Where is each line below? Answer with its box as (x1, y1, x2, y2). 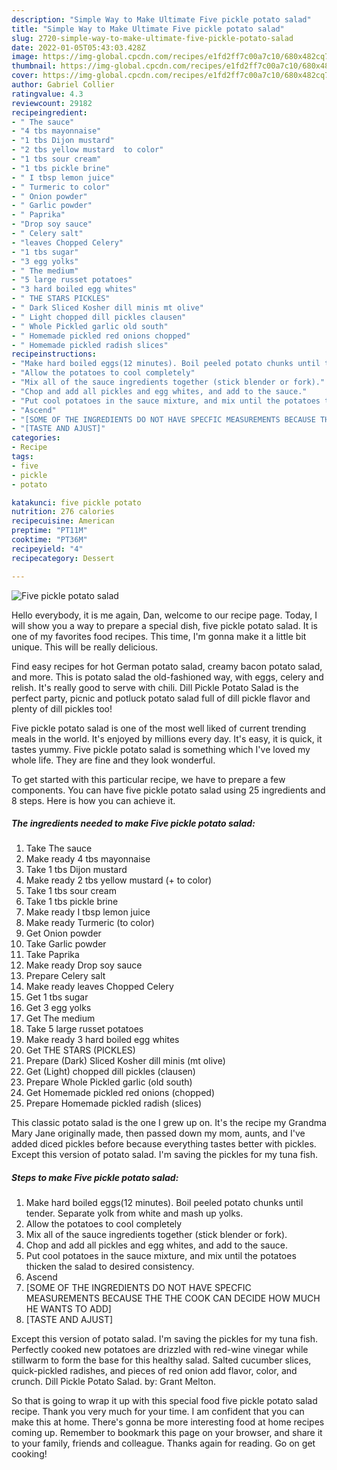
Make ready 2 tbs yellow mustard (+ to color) (25, 874, 213, 886)
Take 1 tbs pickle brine (25, 896, 119, 908)
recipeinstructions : (11, 349, 98, 360)
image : (11, 52, 39, 62)
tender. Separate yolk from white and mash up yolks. (25, 1207, 244, 1220)
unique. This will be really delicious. (11, 641, 159, 653)
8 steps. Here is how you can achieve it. (11, 794, 176, 806)
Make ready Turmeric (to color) (25, 917, 155, 929)
